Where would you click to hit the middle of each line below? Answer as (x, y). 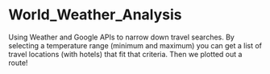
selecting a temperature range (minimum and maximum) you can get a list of (135, 45)
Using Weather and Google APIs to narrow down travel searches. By (122, 37)
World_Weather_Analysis (96, 15)
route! (18, 63)
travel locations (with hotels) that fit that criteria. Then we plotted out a (125, 54)
